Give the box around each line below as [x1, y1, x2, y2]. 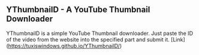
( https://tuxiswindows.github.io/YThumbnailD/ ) [6, 42, 122, 49]
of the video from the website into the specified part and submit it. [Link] [6, 35, 186, 43]
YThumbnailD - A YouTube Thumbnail [6, 5, 150, 15]
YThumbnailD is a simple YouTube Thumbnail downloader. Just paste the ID [6, 30, 194, 37]
